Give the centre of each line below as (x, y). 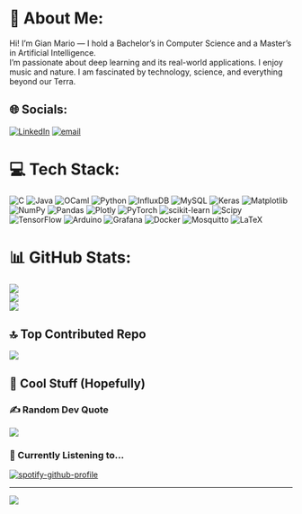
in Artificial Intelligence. (53, 52)
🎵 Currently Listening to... (67, 456)
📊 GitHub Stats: (71, 257)
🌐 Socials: (39, 110)
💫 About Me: (57, 18)
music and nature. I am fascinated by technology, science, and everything (146, 72)
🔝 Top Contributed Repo (78, 335)
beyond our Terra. (43, 81)
